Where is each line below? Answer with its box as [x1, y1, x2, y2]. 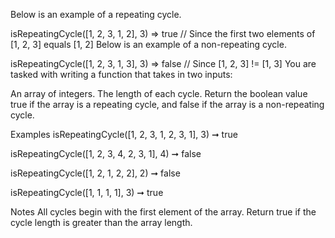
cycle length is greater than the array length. [10, 217, 193, 228]
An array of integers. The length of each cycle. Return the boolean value [10, 88, 308, 99]
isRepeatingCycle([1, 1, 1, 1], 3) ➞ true [10, 187, 164, 198]
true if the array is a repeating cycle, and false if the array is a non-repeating [10, 99, 325, 110]
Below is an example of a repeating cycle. [10, 9, 182, 20]
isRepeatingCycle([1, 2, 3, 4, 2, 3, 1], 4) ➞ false [10, 148, 202, 159]
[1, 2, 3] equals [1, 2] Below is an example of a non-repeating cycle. [10, 39, 287, 50]
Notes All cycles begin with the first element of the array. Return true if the [10, 206, 317, 218]
